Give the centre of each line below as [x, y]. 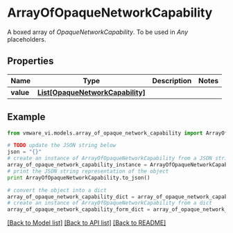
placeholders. [27, 39]
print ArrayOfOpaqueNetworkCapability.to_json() [79, 178]
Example [26, 117]
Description [172, 80]
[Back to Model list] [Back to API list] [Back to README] [87, 223]
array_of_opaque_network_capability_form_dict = [79, 209]
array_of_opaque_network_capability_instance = [77, 165]
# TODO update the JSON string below [62, 146]
